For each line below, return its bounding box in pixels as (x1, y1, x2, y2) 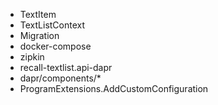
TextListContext (19, 19, 86, 31)
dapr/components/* (19, 72, 102, 84)
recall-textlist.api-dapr (19, 62, 113, 73)
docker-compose (19, 40, 92, 52)
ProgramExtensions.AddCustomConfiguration (19, 83, 209, 94)
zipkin (19, 51, 45, 63)
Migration (19, 30, 60, 41)
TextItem (19, 9, 57, 20)
